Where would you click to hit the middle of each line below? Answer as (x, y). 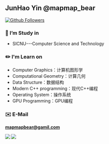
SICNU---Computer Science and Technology (58, 44)
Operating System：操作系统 (42, 95)
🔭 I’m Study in (22, 33)
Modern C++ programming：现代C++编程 (55, 89)
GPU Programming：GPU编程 (43, 101)
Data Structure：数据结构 (38, 82)
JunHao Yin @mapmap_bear (50, 8)
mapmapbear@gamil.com (33, 127)
